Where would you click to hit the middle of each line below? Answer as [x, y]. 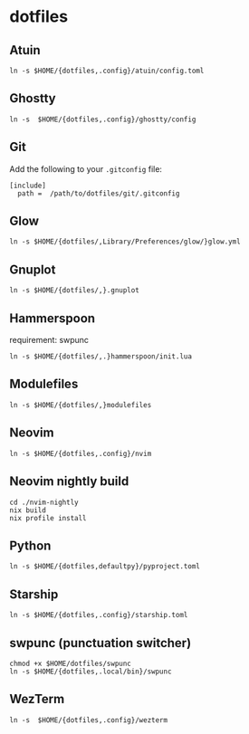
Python [30, 545]
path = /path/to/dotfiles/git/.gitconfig [99, 193]
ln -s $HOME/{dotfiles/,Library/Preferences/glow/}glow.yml [125, 242]
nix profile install [48, 518]
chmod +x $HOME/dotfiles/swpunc [70, 663]
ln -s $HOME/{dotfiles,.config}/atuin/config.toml [107, 71]
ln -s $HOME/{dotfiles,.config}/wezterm [89, 720]
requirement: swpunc [49, 340]
